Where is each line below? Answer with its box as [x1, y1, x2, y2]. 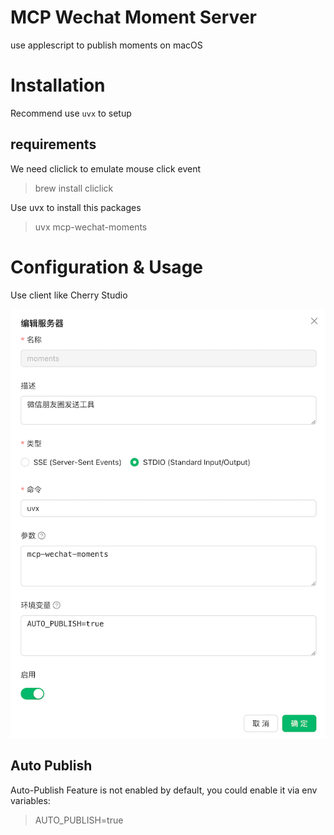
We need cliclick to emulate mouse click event [10, 162, 202, 175]
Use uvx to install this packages [10, 201, 142, 213]
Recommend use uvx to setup [10, 107, 132, 119]
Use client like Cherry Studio [10, 289, 128, 301]
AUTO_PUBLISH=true [34, 814, 124, 826]
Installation [10, 74, 106, 97]
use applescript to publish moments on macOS [10, 39, 203, 51]
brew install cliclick [34, 182, 114, 194]
